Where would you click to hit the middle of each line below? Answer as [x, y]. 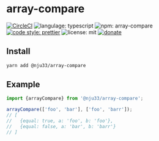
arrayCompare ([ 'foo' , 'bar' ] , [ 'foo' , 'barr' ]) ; [69, 110]
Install [18, 52]
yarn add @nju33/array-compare [46, 65]
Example [23, 85]
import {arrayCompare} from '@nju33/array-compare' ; [75, 99]
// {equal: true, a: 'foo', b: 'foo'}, [60, 121]
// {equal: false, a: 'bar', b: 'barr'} [61, 126]
